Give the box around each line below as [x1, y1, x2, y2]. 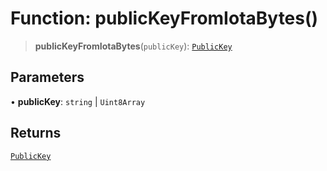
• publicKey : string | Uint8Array [10, 95, 146, 107]
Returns [10, 125, 62, 142]
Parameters [10, 69, 85, 86]
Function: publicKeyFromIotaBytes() [10, 7, 319, 30]
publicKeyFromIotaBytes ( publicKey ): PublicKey [34, 40, 233, 52]
